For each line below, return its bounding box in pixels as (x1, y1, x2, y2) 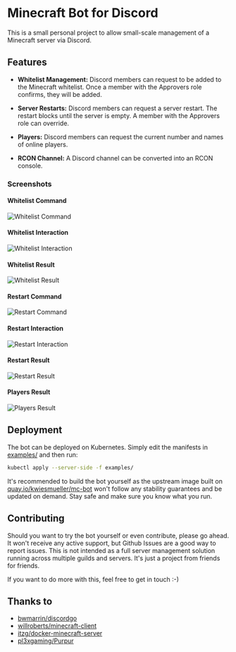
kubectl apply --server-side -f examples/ (7, 464, 134, 471)
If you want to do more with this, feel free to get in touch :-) (7, 575, 180, 583)
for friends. (7, 561, 40, 570)
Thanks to (7, 595, 53, 607)
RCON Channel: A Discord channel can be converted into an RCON (17, 153, 213, 162)
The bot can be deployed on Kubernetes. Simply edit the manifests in (7, 443, 208, 451)
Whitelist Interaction (7, 228, 69, 237)
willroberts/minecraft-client (17, 622, 97, 630)
